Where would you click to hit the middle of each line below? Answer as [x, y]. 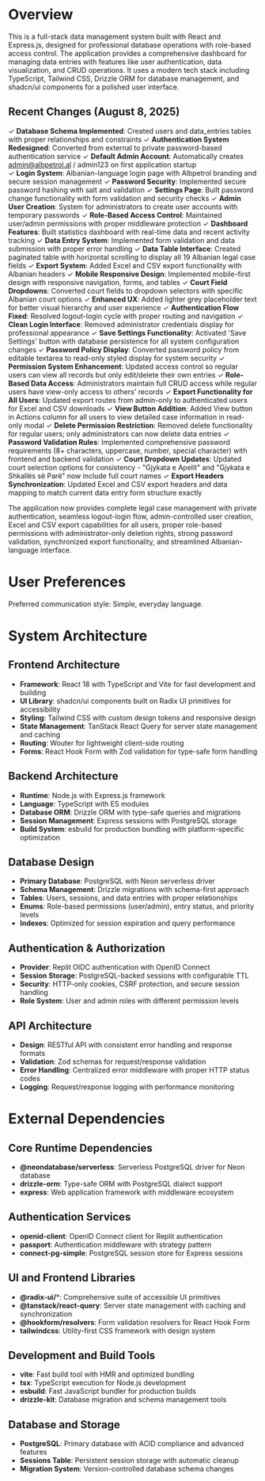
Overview [41, 15]
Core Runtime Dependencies [80, 1148]
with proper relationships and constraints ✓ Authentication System [119, 139]
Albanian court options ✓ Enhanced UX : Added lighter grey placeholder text [132, 299]
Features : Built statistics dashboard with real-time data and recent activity [129, 232]
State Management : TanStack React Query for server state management [138, 726]
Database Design [51, 862]
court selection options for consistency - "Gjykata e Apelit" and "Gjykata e [129, 467]
